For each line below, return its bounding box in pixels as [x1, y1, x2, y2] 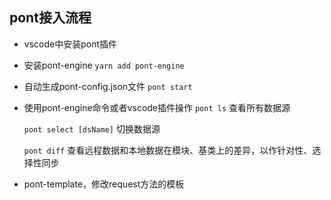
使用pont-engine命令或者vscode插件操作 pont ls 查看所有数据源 [23, 101, 291, 113]
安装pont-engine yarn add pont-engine [23, 59, 185, 71]
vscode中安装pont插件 [23, 38, 117, 50]
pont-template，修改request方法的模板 [23, 178, 185, 190]
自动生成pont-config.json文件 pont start [23, 80, 193, 92]
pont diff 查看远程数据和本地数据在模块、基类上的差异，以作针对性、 [23, 144, 313, 156]
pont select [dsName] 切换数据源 [23, 123, 161, 135]
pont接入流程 [9, 9, 92, 27]
